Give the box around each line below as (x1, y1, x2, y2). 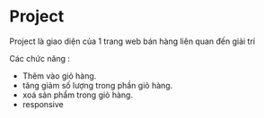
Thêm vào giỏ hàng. (22, 70, 97, 81)
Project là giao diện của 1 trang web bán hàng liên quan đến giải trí (9, 36, 256, 46)
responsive (22, 98, 65, 109)
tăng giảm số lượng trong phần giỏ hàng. (22, 80, 173, 90)
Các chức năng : (9, 53, 70, 63)
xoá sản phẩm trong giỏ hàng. (22, 89, 133, 100)
